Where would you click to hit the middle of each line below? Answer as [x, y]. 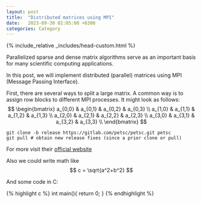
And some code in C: [32, 182]
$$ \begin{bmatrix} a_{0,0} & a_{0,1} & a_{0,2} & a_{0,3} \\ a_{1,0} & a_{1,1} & [101, 109]
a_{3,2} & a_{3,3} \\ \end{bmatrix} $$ [101, 122]
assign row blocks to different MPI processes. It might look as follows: [93, 100]
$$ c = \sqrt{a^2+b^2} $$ [101, 170]
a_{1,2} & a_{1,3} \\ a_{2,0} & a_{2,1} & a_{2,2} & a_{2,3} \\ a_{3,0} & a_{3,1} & [101, 115]
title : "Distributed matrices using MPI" [60, 17]
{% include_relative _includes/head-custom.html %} [71, 46]
